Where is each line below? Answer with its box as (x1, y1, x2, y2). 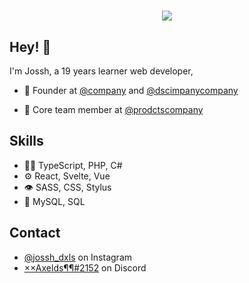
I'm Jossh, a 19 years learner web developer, (9, 65, 194, 77)
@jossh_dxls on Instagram (23, 251, 132, 263)
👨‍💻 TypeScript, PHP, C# (23, 159, 123, 171)
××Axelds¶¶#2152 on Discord (23, 261, 147, 274)
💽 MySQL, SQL (23, 195, 86, 207)
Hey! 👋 (9, 38, 52, 55)
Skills (9, 133, 44, 150)
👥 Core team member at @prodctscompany (23, 104, 204, 115)
